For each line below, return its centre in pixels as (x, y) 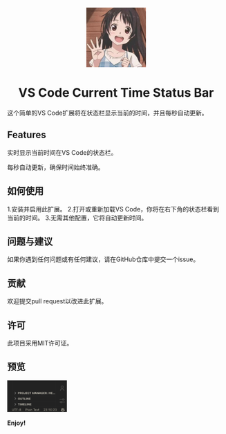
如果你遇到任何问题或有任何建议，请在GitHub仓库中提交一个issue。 (103, 259)
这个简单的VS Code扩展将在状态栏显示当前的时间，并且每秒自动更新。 (107, 113)
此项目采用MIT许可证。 (40, 343)
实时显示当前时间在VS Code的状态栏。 (62, 152)
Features (27, 135)
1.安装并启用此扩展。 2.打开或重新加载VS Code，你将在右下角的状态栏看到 (113, 209)
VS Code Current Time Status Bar (116, 93)
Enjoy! (17, 423)
